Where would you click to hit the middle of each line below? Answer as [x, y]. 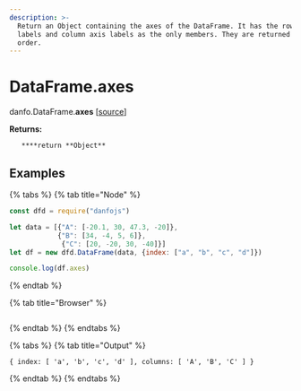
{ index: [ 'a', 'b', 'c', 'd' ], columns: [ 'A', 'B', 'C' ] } [132, 362]
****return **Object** [63, 146]
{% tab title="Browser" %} [58, 303]
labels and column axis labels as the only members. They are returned [154, 34]
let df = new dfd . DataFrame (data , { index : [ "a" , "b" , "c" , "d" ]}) [136, 252]
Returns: [26, 129]
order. [30, 43]
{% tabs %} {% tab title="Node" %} [75, 195]
